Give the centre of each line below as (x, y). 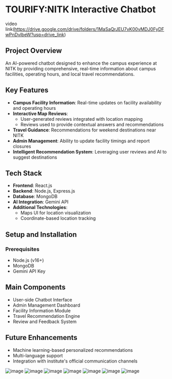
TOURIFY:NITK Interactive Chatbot (81, 10)
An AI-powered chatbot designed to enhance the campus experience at (81, 63)
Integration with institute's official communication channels (75, 361)
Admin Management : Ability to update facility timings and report (81, 141)
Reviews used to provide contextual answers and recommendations (92, 124)
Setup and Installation (41, 234)
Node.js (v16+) (28, 260)
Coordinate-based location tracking (58, 218)
